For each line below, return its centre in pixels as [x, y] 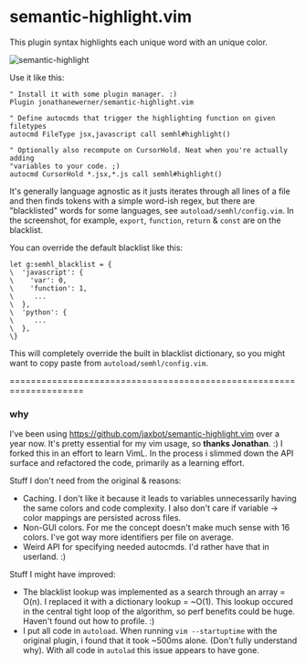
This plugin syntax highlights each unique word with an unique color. [138, 42]
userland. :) [44, 557]
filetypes [28, 126]
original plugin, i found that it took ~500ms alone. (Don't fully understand [160, 640]
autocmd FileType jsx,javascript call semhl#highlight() [120, 134]
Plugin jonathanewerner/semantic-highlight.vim [102, 102]
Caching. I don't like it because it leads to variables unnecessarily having [159, 499]
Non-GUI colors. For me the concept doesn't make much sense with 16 [156, 528]
